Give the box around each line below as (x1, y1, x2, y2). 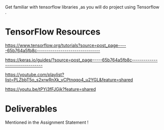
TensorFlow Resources (5, 26, 101, 37)
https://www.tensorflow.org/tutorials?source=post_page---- (5, 42, 126, 48)
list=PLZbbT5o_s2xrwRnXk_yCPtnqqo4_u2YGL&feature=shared (5, 76, 133, 82)
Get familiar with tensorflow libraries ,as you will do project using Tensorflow (5, 4, 160, 10)
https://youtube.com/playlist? (5, 72, 65, 77)
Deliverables (5, 103, 57, 114)
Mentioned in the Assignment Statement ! (5, 119, 89, 125)
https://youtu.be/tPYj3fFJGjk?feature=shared (5, 86, 96, 92)
